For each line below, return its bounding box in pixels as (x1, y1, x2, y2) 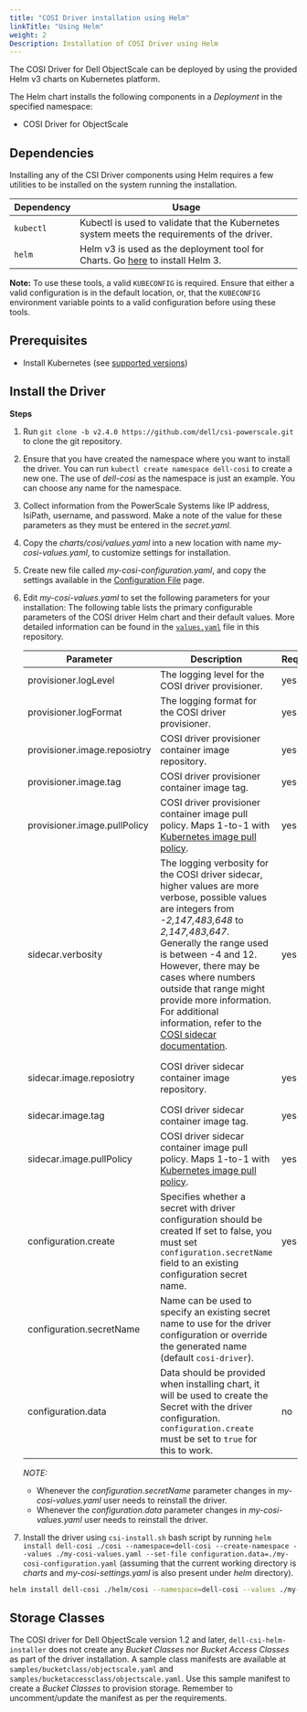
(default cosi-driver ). (159, 1351, 254, 1364)
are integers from (159, 902, 235, 915)
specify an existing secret (159, 1305, 271, 1318)
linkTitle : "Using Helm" (9, 22, 104, 31)
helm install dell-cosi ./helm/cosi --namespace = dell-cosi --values (9, 1585, 276, 1594)
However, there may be (159, 959, 260, 972)
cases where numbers (159, 971, 256, 984)
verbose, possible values (159, 890, 268, 903)
